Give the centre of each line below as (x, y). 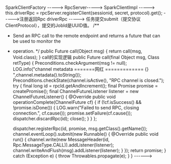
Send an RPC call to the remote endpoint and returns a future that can (86, 36)
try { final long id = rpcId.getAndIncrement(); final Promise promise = (85, 86)
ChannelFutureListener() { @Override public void (64, 97)
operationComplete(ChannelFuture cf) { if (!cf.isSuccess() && (77, 102)
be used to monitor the (37, 41)
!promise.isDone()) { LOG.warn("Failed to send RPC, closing (76, 108)
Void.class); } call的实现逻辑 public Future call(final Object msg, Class (86, 57)
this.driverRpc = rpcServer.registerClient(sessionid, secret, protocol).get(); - (85, 13)
